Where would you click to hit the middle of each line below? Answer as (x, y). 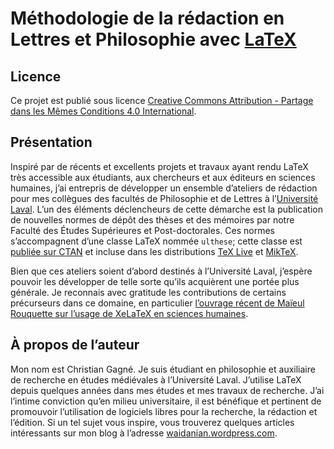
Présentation (51, 142)
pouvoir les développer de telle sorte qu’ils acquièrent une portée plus (155, 281)
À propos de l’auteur (75, 345)
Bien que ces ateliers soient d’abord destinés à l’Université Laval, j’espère (161, 271)
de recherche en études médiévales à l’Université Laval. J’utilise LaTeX (156, 379)
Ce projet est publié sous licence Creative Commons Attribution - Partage (162, 100)
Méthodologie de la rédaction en (147, 18)
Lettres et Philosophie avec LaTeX (153, 39)
